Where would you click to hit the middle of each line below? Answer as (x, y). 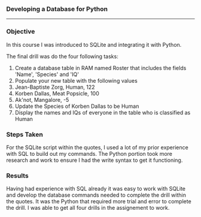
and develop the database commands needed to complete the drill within (96, 195)
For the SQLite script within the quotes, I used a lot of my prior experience (97, 147)
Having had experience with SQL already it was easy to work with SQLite (96, 189)
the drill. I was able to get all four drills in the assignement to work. (88, 208)
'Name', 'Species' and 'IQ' (47, 74)
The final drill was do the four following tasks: (62, 56)
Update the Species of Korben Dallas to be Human (77, 106)
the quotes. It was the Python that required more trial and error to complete (99, 201)
